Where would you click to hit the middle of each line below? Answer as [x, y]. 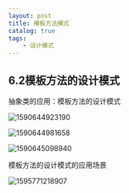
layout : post [30, 16]
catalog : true [32, 31]
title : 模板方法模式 [39, 23]
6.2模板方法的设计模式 [64, 80]
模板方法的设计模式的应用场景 [57, 165]
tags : [17, 38]
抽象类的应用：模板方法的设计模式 [64, 101]
